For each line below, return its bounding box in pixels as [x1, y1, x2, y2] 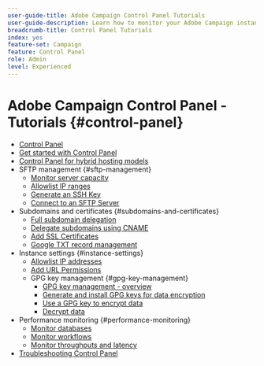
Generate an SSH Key [30, 190, 102, 199]
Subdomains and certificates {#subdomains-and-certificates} [18, 206, 220, 216]
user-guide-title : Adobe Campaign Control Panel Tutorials [7, 11, 206, 20]
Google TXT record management [30, 239, 138, 249]
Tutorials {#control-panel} [7, 113, 184, 131]
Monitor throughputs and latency [30, 340, 137, 349]
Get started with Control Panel [18, 147, 117, 157]
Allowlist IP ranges [30, 181, 91, 190]
